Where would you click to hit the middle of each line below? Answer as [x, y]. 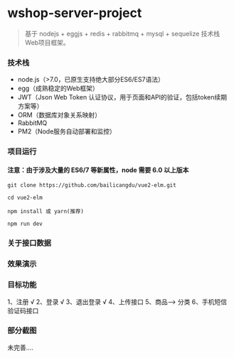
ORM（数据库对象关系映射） [59, 115]
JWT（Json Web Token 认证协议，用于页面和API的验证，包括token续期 [122, 97]
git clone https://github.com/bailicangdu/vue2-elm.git [92, 185]
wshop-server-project [75, 13]
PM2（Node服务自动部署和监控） [67, 131]
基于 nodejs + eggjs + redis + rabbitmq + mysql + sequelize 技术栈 [122, 33]
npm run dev [25, 224]
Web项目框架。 [47, 42]
